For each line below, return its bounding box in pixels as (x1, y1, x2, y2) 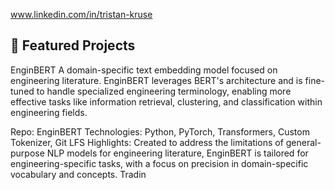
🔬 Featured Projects (10, 37, 136, 54)
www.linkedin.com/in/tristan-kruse (10, 9, 153, 20)
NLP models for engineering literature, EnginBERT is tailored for (46, 147, 309, 159)
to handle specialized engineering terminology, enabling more (36, 85, 292, 97)
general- (285, 136, 322, 148)
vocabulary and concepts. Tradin (10, 168, 147, 180)
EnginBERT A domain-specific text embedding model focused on (10, 64, 278, 76)
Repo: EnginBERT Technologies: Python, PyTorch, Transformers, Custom (10, 125, 310, 138)
